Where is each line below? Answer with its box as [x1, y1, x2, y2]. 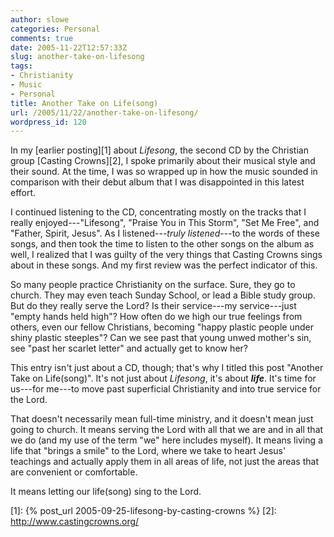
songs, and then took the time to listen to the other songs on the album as [10, 238, 315, 250]
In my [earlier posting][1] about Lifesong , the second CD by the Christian [10, 144, 309, 156]
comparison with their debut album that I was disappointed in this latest [10, 176, 305, 188]
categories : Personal [10, 24, 101, 34]
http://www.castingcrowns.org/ [10, 516, 140, 528]
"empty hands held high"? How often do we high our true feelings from [10, 311, 303, 323]
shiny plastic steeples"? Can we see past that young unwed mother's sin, [10, 332, 312, 344]
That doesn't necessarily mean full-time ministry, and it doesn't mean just [10, 413, 314, 425]
